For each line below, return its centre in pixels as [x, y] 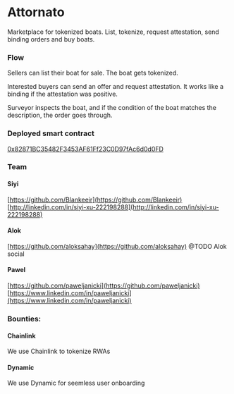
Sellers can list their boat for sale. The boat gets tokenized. [93, 73]
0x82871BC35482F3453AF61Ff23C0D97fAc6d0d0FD [86, 149]
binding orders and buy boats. [51, 39]
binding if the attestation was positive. [63, 94]
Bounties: [24, 319]
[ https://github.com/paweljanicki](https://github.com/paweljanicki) [104, 285]
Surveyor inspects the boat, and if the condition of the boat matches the [112, 108]
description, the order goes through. [60, 115]
